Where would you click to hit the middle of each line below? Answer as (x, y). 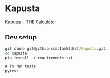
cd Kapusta (16, 53)
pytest (12, 71)
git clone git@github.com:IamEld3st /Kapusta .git (55, 49)
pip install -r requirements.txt (39, 58)
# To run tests (20, 66)
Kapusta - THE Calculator (31, 22)
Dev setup (21, 37)
